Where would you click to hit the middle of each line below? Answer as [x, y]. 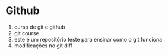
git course [26, 33]
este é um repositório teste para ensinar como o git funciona [88, 39]
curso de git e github [40, 27]
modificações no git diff [43, 46]
